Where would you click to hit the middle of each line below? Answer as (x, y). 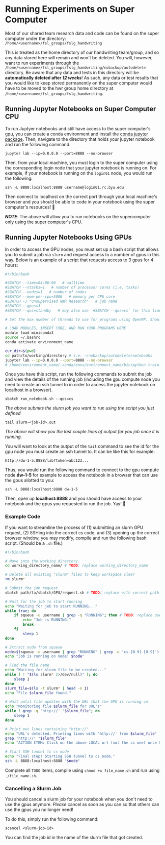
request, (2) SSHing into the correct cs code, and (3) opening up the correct (82, 532)
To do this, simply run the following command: (52, 819)
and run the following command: (38, 144)
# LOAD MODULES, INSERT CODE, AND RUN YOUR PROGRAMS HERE (66, 328)
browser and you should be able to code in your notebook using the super (80, 201)
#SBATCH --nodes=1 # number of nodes (46, 292)
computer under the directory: (36, 39)
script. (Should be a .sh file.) (34, 543)
